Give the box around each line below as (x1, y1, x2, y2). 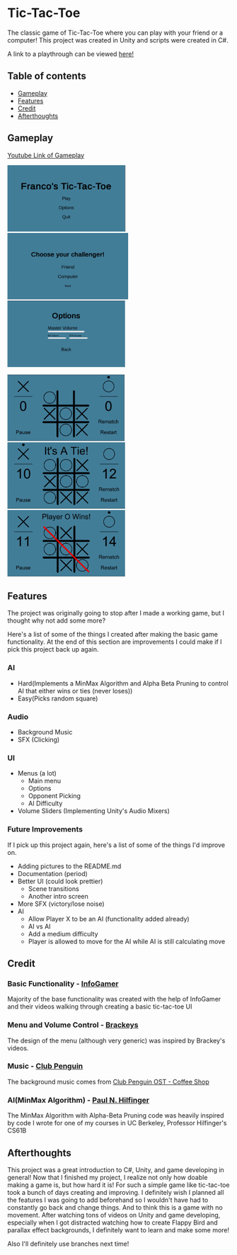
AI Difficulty (28, 799, 63, 808)
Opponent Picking (28, 792, 81, 800)
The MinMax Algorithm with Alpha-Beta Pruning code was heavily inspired (7, 1111, 224, 1120)
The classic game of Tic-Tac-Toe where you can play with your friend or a (7, 28, 224, 37)
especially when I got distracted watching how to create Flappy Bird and (7, 1218, 218, 1227)
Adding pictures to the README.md (17, 862, 122, 870)
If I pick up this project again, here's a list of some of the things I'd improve (7, 841, 225, 849)
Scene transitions (28, 884, 79, 893)
